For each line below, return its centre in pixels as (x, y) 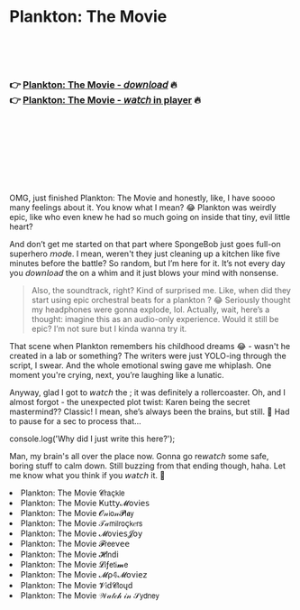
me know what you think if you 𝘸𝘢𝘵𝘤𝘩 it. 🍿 (87, 476)
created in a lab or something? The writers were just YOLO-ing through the (148, 356)
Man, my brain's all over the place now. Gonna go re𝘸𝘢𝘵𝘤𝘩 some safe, (139, 457)
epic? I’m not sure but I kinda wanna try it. (109, 329)
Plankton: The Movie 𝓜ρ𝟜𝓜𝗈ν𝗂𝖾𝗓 (84, 575)
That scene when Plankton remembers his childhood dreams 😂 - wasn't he (150, 347)
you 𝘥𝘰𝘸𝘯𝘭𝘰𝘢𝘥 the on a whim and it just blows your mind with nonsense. (144, 273)
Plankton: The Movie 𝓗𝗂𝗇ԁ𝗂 (70, 555)
